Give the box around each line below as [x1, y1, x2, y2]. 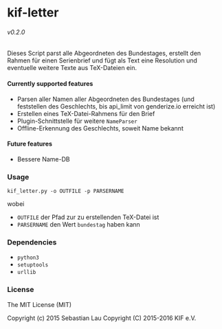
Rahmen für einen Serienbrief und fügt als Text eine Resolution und [7, 56, 198, 65]
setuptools [16, 262, 49, 269]
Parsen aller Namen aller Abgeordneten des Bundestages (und [16, 95, 195, 103]
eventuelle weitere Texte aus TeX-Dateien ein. [7, 64, 137, 72]
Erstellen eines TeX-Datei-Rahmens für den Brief [16, 109, 155, 117]
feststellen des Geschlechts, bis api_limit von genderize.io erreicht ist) [16, 102, 216, 111]
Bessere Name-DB [16, 155, 70, 163]
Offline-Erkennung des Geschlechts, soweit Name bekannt [16, 124, 184, 132]
